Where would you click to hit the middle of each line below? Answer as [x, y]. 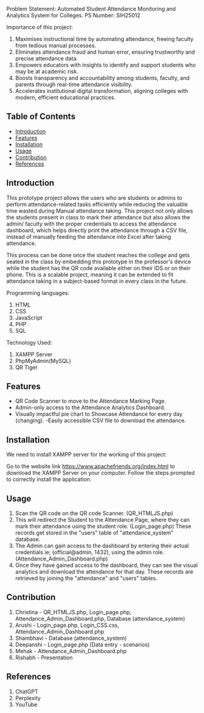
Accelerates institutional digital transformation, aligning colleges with [102, 91]
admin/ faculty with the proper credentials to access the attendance [91, 224]
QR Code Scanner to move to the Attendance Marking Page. [90, 401]
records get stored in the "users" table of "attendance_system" [94, 533]
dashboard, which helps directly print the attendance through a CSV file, [97, 230]
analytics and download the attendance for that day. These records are [104, 572]
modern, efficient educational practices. [65, 97]
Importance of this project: [40, 27]
